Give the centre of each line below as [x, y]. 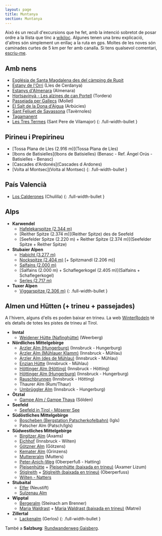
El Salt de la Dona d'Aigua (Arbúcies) [49, 106]
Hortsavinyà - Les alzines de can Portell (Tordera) [62, 96]
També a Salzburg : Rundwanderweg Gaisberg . [52, 528]
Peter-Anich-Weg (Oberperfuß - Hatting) [60, 462]
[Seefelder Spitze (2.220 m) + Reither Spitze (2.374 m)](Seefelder [85, 239]
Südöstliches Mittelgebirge [40, 415]
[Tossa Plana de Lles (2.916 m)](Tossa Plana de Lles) [65, 149]
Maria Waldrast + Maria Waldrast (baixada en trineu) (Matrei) [80, 508]
